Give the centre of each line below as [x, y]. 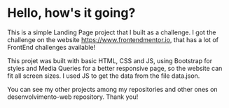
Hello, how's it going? [71, 13]
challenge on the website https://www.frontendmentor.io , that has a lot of [113, 39]
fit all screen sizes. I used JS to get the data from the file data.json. [104, 76]
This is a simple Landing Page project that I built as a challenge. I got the [112, 32]
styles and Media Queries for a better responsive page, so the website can [115, 68]
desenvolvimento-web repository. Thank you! [73, 97]
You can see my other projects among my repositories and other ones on [113, 89]
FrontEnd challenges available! [51, 47]
